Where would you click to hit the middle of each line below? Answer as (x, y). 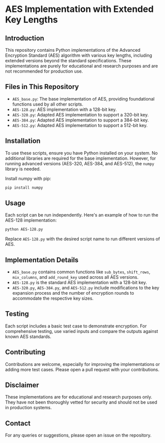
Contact (18, 423)
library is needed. (23, 169)
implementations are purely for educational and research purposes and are (82, 66)
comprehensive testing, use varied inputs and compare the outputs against (82, 331)
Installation (23, 141)
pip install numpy (24, 188)
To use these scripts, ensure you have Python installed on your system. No (82, 153)
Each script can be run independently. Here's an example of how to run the (82, 215)
